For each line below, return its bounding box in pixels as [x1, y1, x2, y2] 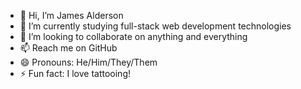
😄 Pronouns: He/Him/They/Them [19, 56, 158, 68]
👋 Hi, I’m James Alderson [19, 10, 124, 21]
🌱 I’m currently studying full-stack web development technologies [19, 20, 292, 32]
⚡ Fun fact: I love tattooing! [19, 68, 131, 79]
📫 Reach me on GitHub [19, 42, 118, 54]
